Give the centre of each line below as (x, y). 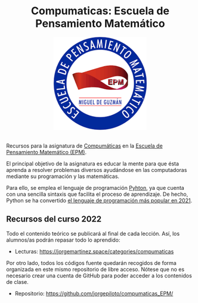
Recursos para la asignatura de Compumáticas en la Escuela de (84, 146)
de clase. (17, 282)
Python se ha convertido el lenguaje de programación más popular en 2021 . (99, 200)
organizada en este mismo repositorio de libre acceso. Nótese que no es (95, 269)
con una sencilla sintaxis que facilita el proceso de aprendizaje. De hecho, (97, 194)
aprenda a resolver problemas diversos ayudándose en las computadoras (97, 170)
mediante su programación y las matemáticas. (63, 176)
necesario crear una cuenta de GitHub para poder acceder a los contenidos (99, 276)
